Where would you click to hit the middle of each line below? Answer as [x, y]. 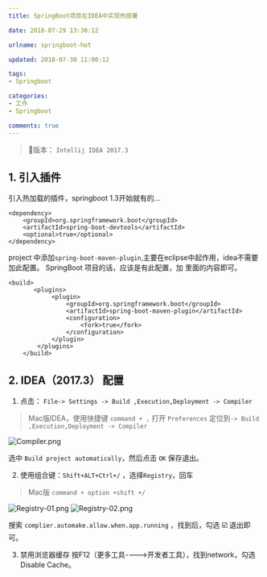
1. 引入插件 [35, 177]
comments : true [34, 126]
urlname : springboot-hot [50, 45]
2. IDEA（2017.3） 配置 [66, 380]
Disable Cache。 [48, 565]
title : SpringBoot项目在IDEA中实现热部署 [73, 16]
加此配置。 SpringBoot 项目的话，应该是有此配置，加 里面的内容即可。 [125, 268]
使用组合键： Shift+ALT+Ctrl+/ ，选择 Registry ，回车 [107, 475]
